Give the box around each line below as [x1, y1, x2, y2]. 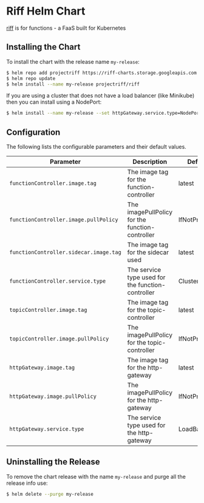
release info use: [6, 479, 48, 487]
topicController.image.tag [9, 306, 87, 314]
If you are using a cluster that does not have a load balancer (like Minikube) [6, 92, 195, 100]
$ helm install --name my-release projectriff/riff [6, 81, 140, 87]
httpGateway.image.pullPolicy [9, 393, 97, 400]
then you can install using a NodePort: [6, 98, 102, 106]
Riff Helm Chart [6, 4, 86, 18]
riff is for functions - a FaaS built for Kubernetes [6, 24, 126, 32]
